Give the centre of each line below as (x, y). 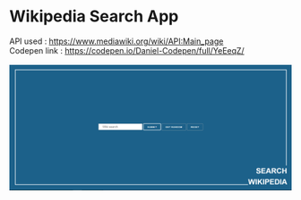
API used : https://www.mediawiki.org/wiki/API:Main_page (116, 41)
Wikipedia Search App (94, 17)
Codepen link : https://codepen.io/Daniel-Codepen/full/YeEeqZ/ (127, 50)
